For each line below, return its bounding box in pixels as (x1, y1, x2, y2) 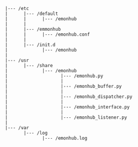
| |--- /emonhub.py (5, 73, 104, 79)
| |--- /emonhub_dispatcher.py (5, 94, 133, 100)
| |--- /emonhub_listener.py (5, 114, 127, 120)
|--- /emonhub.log (42, 135, 88, 141)
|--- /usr (5, 57, 30, 63)
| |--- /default (5, 11, 59, 17)
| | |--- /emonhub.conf (5, 31, 91, 37)
